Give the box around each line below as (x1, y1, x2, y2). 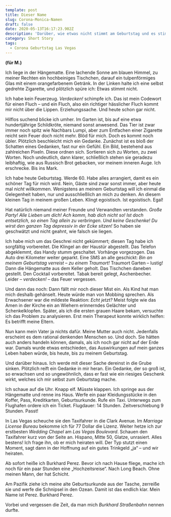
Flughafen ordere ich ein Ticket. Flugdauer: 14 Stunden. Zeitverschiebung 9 (5, 402, 164, 408)
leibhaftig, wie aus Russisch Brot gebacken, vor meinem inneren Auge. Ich (5, 159, 161, 166)
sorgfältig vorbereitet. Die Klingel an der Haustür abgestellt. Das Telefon (5, 243, 156, 250)
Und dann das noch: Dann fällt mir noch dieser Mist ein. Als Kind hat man (5, 286, 159, 292)
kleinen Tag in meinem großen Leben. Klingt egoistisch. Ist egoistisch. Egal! (5, 196, 164, 203)
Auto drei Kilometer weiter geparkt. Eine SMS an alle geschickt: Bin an (5, 254, 153, 260)
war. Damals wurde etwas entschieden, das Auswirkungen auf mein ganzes (5, 344, 164, 351)
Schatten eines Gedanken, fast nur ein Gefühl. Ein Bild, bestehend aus (5, 143, 152, 150)
